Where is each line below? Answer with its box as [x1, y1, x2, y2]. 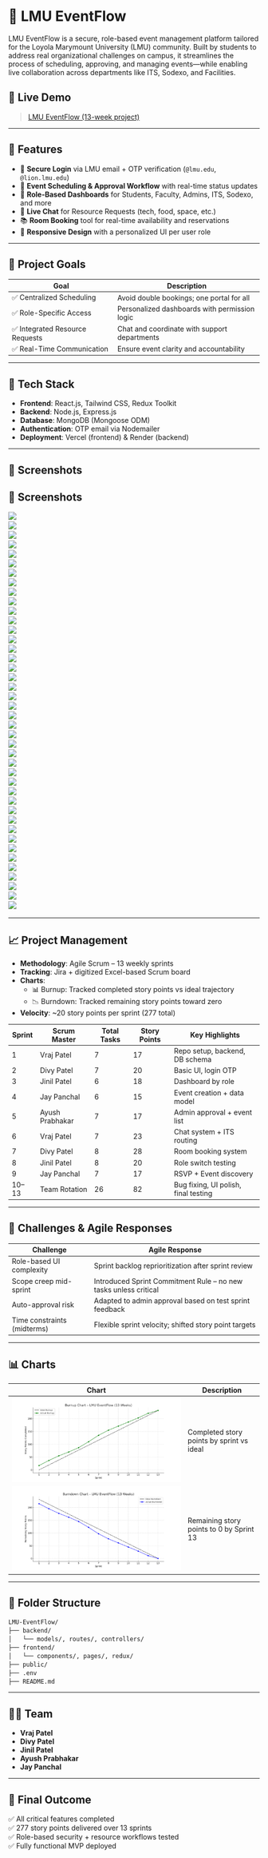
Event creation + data [174, 1087, 245, 1098]
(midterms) [11, 1324, 49, 1334]
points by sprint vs [187, 1435, 249, 1445]
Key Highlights [190, 1031, 241, 1040]
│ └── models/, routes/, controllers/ [8, 1635, 145, 1644]
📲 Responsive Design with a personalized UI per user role [19, 227, 211, 237]
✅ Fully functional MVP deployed [8, 1841, 117, 1851]
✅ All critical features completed [8, 1814, 115, 1824]
